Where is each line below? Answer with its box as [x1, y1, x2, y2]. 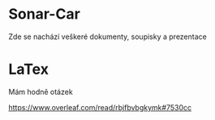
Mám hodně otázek [8, 87, 73, 96]
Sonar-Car [8, 5, 81, 24]
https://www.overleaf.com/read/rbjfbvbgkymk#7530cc [8, 102, 192, 112]
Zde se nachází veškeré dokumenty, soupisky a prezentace [8, 32, 207, 41]
